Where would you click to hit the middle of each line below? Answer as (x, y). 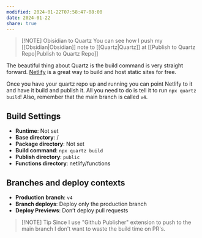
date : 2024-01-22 (28, 18)
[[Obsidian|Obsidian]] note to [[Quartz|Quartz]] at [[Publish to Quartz (108, 47)
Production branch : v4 (44, 197)
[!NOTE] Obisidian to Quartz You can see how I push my (92, 41)
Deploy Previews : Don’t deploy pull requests (72, 210)
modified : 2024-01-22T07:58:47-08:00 (54, 12)
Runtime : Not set (37, 131)
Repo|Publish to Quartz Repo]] (60, 54)
